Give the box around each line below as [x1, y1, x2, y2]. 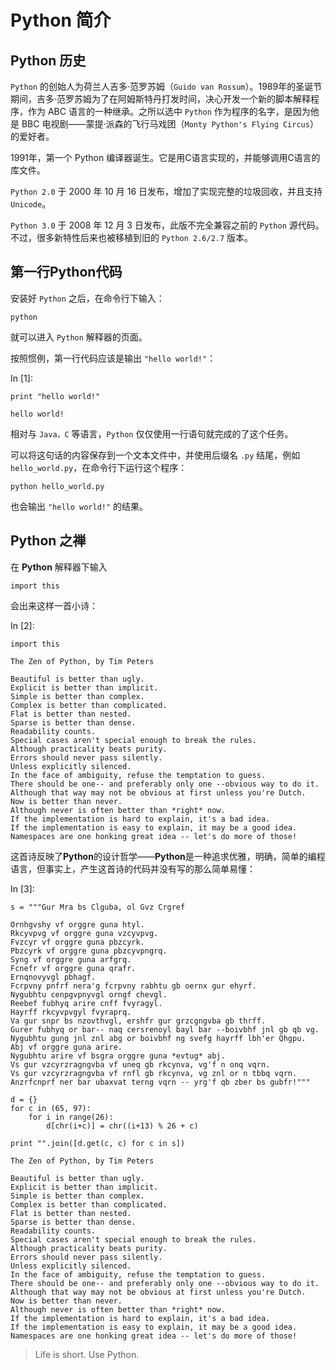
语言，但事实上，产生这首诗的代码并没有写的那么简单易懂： [10, 862, 256, 875]
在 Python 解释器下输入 [10, 561, 108, 573]
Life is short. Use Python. [34, 1348, 140, 1360]
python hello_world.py [10, 481, 105, 491]
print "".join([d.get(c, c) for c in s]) [10, 1138, 186, 1148]
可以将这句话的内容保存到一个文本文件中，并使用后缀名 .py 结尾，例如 [10, 449, 301, 461]
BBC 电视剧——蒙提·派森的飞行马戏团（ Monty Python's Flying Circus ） [21, 118, 319, 130]
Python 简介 [10, 9, 112, 32]
